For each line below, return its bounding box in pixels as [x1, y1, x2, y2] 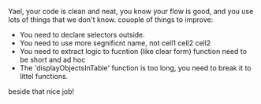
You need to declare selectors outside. [19, 30, 146, 39]
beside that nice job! [8, 87, 75, 96]
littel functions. [19, 72, 69, 81]
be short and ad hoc [19, 55, 86, 64]
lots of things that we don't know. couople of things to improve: [8, 15, 214, 24]
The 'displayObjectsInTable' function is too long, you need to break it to [19, 63, 252, 73]
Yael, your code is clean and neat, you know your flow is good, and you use [8, 7, 254, 16]
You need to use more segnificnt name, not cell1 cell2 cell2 [19, 38, 211, 48]
